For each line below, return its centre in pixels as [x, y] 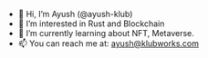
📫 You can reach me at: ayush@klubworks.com [108, 43]
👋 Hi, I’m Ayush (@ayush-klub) [75, 14]
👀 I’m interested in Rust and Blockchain [91, 24]
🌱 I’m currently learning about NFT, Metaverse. [106, 33]
